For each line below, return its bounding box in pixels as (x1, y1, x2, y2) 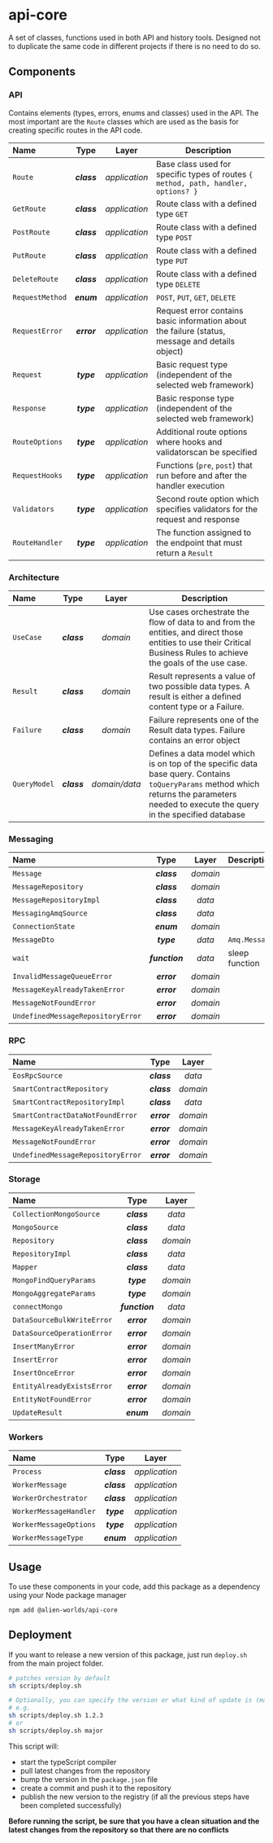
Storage (8, 1174, 41, 1185)
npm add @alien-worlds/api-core (8, 1606, 118, 1614)
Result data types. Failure (149, 724, 245, 735)
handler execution (155, 480, 225, 491)
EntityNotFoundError (12, 1394, 92, 1404)
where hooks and (155, 436, 223, 447)
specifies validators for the (155, 503, 258, 515)
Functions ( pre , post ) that (155, 459, 253, 471)
